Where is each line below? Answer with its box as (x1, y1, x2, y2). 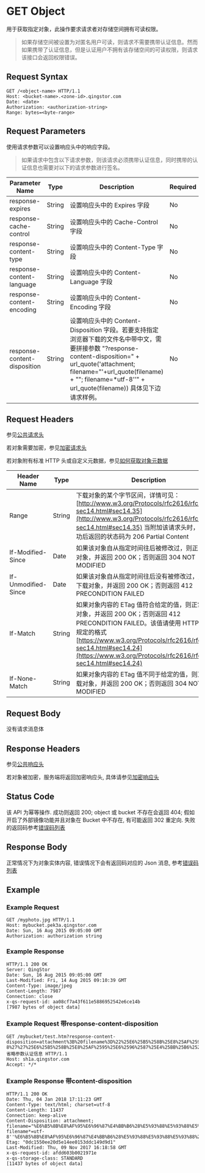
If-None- (9, 675, 37, 683)
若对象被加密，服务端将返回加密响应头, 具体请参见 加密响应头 (6, 773, 159, 781)
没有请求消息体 (6, 725, 44, 733)
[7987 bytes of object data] (6, 1004, 81, 1010)
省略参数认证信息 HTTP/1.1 (6, 1051, 68, 1057)
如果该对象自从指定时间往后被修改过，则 (76, 544, 192, 552)
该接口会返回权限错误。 (21, 53, 81, 61)
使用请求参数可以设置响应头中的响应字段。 (6, 143, 113, 151)
